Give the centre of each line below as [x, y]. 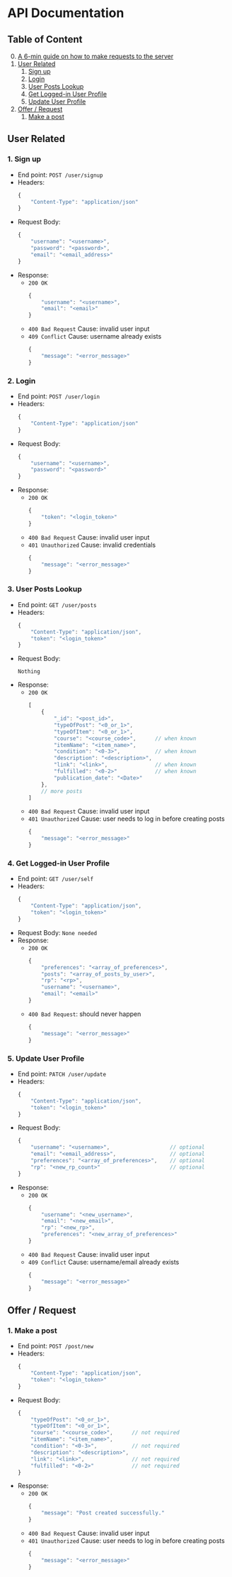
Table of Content [45, 39]
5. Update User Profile [46, 1058]
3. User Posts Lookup [45, 589]
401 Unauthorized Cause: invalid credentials [92, 545]
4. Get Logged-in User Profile [58, 863]
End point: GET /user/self [56, 879]
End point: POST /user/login [59, 396]
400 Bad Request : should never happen [85, 1014]
